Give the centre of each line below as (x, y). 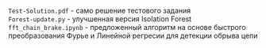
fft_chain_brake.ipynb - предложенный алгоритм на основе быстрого (127, 27)
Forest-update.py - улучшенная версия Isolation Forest (100, 19)
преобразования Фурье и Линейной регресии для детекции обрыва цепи (133, 35)
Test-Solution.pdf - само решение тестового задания (100, 11)
